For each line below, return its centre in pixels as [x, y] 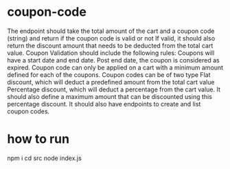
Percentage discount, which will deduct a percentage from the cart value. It [114, 89]
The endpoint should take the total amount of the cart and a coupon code [111, 31]
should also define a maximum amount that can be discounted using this [110, 96]
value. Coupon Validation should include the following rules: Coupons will [111, 53]
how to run [38, 139]
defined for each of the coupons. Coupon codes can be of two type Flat [109, 75]
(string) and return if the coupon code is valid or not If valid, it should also [111, 38]
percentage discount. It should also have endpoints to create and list [104, 104]
